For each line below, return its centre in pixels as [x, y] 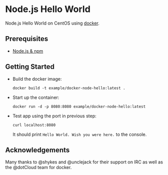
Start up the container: [36, 97]
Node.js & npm [28, 51]
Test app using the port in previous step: [54, 116]
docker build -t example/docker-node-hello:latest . [69, 88]
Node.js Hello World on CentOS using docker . [52, 23]
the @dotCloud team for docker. [38, 167]
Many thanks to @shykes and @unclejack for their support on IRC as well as [84, 162]
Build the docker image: [37, 79]
